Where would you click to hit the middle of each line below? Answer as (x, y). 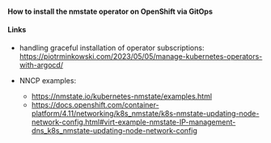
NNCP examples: (48, 80)
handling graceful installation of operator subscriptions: (112, 48)
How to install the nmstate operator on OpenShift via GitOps (110, 11)
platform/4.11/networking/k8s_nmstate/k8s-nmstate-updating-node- (145, 113)
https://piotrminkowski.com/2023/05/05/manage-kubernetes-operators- (141, 56)
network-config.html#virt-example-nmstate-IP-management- (133, 122)
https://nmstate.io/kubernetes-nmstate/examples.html (121, 96)
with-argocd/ (41, 65)
